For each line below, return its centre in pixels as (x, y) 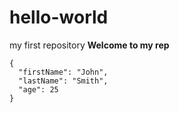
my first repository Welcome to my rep (89, 45)
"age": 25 (38, 89)
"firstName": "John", (63, 72)
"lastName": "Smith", (63, 81)
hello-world (59, 17)
